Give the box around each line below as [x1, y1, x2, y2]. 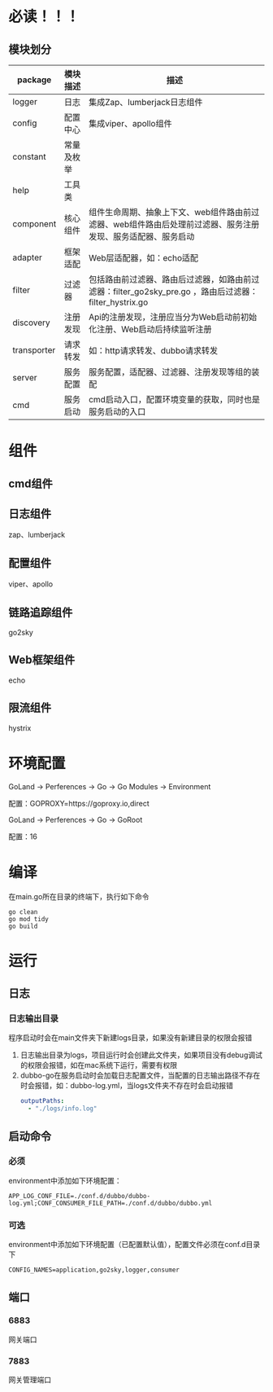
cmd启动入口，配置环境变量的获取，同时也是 [88, 394, 260, 405]
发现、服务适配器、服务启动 [88, 231, 195, 242]
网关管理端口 [8, 1375, 51, 1385]
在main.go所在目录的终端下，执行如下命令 [8, 891, 149, 901]
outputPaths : [19, 1097, 65, 1105]
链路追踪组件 [8, 605, 73, 619]
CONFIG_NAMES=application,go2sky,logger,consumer [8, 1266, 180, 1275]
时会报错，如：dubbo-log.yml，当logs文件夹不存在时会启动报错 [19, 1081, 234, 1091]
